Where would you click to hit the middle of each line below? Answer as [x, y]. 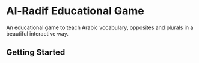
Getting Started [36, 53]
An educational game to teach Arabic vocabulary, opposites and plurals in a [100, 27]
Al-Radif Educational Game [75, 11]
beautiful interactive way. [38, 33]
